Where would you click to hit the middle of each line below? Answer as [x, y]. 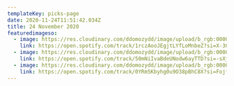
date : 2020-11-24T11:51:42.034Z [54, 20]
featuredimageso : [32, 33]
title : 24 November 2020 [43, 26]
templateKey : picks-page [43, 14]
